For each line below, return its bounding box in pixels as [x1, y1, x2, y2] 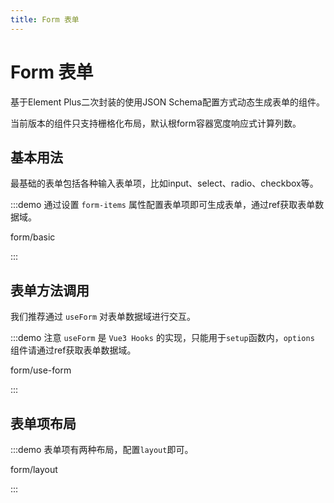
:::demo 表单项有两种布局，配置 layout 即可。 [10, 444, 194, 455]
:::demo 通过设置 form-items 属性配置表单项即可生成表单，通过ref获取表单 [10, 199, 316, 211]
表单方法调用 [10, 282, 90, 299]
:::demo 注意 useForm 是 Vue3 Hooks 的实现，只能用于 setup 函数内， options [10, 332, 315, 344]
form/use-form [10, 364, 72, 376]
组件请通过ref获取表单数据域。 [10, 344, 137, 356]
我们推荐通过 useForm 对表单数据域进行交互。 [10, 311, 196, 323]
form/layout [10, 464, 58, 475]
